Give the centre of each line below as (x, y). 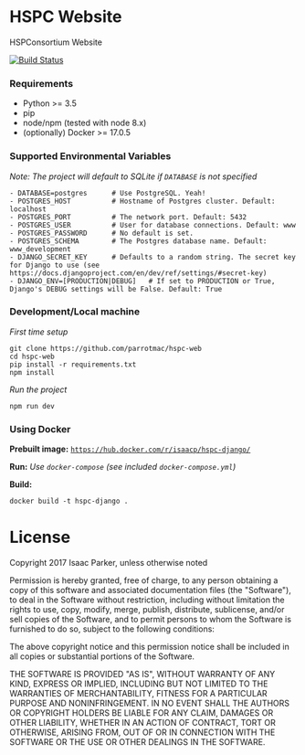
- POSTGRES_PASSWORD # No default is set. (102, 233)
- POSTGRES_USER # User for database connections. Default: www (153, 225)
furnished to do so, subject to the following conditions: (112, 629)
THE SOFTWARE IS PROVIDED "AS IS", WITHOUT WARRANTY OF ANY (142, 675)
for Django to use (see (55, 265)
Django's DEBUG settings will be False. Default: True (116, 289)
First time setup (39, 332)
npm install (32, 372)
